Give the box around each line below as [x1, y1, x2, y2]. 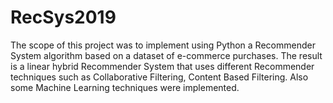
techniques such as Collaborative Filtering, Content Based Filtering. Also [10, 71, 309, 83]
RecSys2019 [10, 6, 117, 29]
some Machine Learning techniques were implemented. [10, 81, 240, 93]
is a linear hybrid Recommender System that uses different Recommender [10, 60, 315, 72]
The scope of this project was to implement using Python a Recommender [10, 39, 316, 51]
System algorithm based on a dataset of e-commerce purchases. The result [10, 49, 323, 61]
